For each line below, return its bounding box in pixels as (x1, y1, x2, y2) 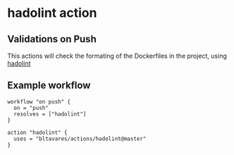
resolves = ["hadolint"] (13, 111, 87, 118)
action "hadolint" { (7, 129, 68, 136)
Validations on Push (7, 33, 97, 45)
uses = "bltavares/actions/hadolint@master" (13, 135, 147, 142)
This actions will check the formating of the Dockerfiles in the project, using (7, 51, 228, 60)
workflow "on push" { (7, 98, 71, 105)
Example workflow (7, 80, 91, 92)
